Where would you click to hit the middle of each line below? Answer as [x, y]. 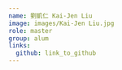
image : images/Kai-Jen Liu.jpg [61, 23]
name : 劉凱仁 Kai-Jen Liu [50, 16]
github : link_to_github [56, 53]
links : [20, 46]
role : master [30, 31]
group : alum [28, 38]
